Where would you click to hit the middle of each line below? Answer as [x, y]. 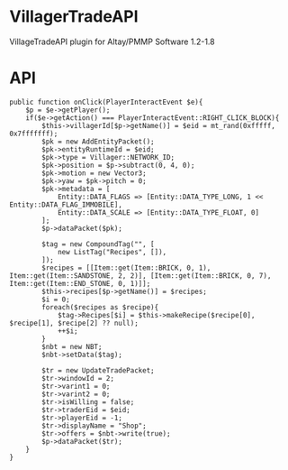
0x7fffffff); [34, 134]
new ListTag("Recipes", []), [112, 252]
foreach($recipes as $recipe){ [100, 307]
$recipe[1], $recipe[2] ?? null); [74, 323]
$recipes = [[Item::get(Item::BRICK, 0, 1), [126, 268]
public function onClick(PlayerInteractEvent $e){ [106, 102]
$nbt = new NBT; [72, 346]
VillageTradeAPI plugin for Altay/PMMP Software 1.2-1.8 [112, 41]
